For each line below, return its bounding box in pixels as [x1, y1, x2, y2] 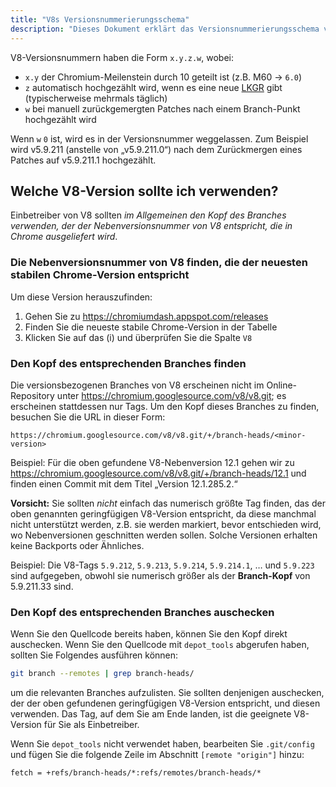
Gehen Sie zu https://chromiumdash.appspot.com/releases [24, 310, 269, 322]
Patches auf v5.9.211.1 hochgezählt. [10, 154, 157, 166]
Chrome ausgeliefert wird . [10, 231, 118, 243]
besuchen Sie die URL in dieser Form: [10, 411, 166, 423]
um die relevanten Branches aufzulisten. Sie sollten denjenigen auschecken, [10, 687, 325, 699]
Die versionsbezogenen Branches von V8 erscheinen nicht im [10, 379, 265, 391]
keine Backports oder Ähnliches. [10, 539, 145, 551]
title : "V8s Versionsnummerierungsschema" [10, 14, 190, 25]
